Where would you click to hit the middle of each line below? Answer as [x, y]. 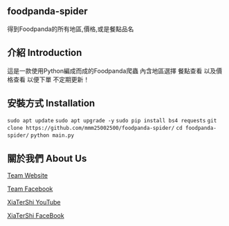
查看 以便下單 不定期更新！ [51, 79]
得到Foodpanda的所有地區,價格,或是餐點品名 [71, 29]
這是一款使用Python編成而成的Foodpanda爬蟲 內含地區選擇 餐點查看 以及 [112, 70]
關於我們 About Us [47, 158]
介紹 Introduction [45, 53]
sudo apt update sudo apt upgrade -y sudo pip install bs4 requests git [112, 121]
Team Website [28, 176]
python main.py [53, 135]
